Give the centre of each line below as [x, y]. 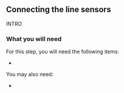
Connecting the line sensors [58, 10]
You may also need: [30, 74]
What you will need [34, 39]
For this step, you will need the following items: [63, 51]
